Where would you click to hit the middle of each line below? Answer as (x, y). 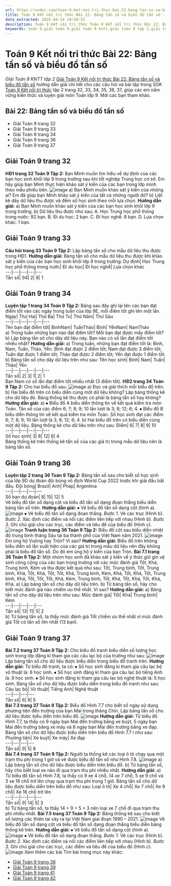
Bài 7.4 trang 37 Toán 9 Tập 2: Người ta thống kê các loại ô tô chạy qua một (85, 754)
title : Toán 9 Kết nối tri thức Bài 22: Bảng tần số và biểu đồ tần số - (85, 15)
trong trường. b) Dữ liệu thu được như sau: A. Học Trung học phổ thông (80, 211)
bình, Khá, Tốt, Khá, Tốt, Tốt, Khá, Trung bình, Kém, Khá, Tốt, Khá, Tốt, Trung (85, 573)
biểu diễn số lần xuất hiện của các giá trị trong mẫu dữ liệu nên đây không (83, 546)
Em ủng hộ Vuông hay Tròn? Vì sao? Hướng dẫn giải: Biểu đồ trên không (81, 541)
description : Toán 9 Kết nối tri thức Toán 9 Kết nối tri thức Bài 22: (83, 24)
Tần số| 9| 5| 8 (21, 749)
